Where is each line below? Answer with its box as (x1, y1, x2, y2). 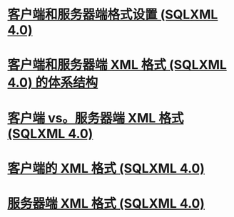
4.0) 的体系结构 (7, 75, 98, 91)
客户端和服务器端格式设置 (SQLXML (7, 6, 218, 23)
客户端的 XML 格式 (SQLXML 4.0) (7, 160, 205, 176)
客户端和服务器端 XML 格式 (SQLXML (7, 57, 227, 73)
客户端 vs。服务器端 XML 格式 (7, 110, 184, 126)
